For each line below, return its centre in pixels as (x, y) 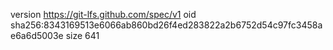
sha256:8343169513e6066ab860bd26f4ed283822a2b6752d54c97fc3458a (166, 25)
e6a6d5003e (37, 35)
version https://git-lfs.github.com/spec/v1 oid (103, 14)
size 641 (82, 35)
